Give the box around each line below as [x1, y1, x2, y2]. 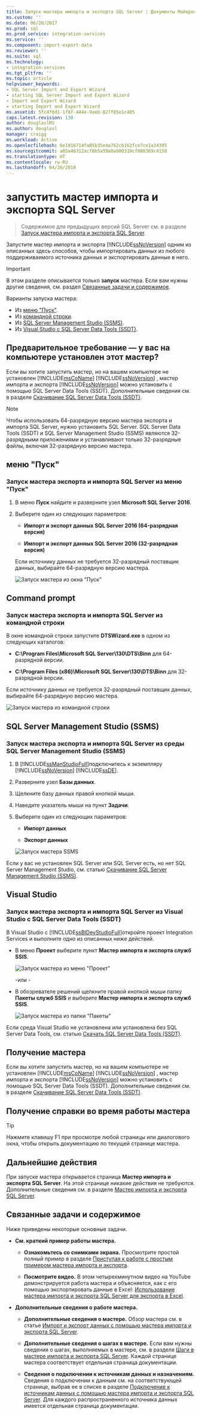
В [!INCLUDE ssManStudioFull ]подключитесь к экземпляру [14, 760, 163, 767]
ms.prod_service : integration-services [6, 31, 106, 37]
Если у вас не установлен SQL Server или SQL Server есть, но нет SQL [6, 859, 186, 866]
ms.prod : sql [6, 25, 39, 32]
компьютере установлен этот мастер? [6, 352, 159, 362]
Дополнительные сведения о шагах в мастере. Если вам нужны [23, 1340, 193, 1347]
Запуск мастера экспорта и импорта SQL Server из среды [6, 739, 184, 747]
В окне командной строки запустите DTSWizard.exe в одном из [6, 632, 170, 640]
